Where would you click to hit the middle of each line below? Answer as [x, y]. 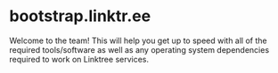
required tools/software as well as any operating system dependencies [139, 49]
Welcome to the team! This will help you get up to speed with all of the [138, 40]
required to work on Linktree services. [79, 59]
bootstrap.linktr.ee [80, 16]
